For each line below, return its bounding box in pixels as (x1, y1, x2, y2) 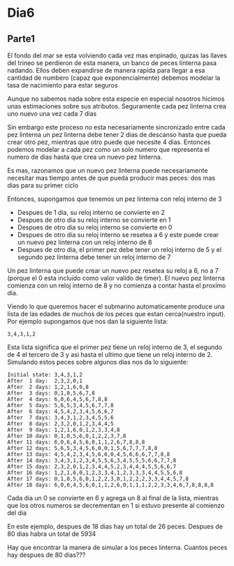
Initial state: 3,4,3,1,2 (7, 372, 82, 378)
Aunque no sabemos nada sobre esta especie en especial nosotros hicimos (7, 94, 225, 103)
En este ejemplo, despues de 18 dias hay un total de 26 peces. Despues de (7, 523, 224, 530)
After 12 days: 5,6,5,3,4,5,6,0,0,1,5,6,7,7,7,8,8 (7, 445, 158, 452)
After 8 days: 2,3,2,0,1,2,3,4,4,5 (7, 420, 114, 427)
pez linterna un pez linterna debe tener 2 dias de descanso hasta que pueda (7, 131, 227, 139)
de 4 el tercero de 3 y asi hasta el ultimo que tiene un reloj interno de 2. (7, 351, 213, 358)
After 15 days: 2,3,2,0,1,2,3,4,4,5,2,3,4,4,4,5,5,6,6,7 (7, 463, 177, 470)
